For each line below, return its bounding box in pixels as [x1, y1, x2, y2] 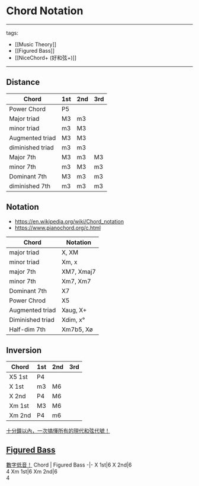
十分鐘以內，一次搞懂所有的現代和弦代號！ [6, 427, 110, 434]
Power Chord [9, 105, 46, 113]
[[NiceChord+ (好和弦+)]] [14, 54, 77, 61]
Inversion [6, 345, 42, 355]
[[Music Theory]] [14, 40, 57, 48]
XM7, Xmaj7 [61, 267, 97, 276]
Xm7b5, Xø [61, 325, 93, 333]
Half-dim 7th [9, 325, 46, 333]
